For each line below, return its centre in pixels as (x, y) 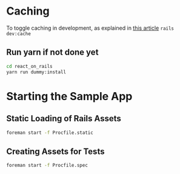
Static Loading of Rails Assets (64, 119)
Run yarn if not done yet (52, 52)
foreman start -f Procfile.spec (47, 166)
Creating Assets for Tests (55, 151)
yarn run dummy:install (36, 72)
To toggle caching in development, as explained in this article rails (90, 28)
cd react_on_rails (29, 66)
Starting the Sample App (69, 96)
